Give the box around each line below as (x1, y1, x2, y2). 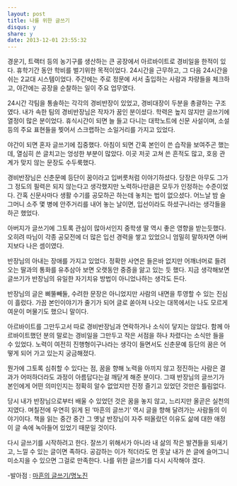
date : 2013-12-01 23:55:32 (7, 37, 87, 44)
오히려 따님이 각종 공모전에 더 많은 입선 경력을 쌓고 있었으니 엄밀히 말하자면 (7, 233, 215, 241)
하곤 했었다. (7, 209, 40, 217)
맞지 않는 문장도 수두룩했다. (20, 158, 97, 167)
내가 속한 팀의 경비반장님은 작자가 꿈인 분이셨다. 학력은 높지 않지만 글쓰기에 (22, 108, 230, 116)
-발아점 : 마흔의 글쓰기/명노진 (7, 471, 88, 480)
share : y (7, 30, 33, 38)
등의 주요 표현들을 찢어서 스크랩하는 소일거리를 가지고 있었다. (7, 126, 175, 134)
